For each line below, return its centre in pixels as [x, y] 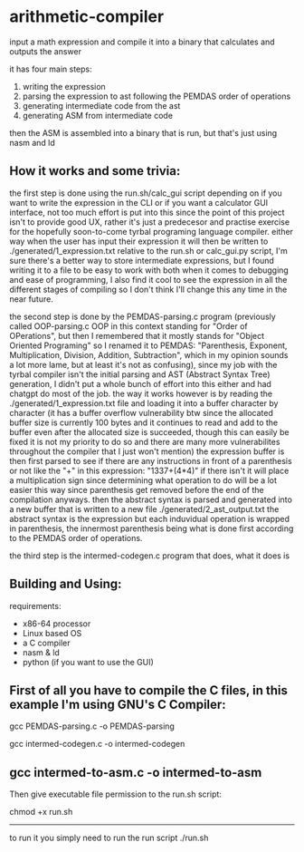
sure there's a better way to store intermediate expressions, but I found [142, 260]
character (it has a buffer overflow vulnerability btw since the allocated [142, 412]
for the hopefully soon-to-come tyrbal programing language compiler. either [152, 231]
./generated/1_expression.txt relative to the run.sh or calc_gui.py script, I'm [148, 250]
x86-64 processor [57, 624]
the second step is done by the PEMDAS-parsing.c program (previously [142, 316]
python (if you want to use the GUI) [88, 662]
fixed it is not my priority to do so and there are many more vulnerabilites [145, 441]
